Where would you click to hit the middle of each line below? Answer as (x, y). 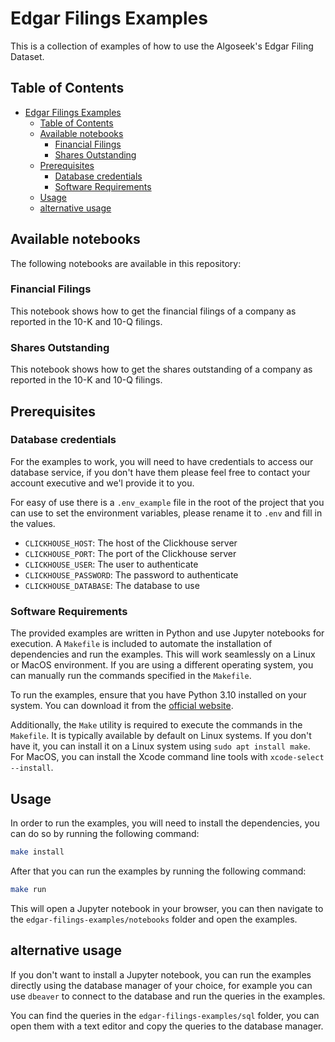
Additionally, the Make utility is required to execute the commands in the (156, 725)
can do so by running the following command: (105, 833)
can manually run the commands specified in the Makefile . (131, 676)
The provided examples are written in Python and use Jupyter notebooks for (167, 633)
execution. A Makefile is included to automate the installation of (141, 644)
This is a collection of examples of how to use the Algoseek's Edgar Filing (162, 46)
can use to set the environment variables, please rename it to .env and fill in (166, 513)
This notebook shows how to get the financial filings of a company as (153, 311)
